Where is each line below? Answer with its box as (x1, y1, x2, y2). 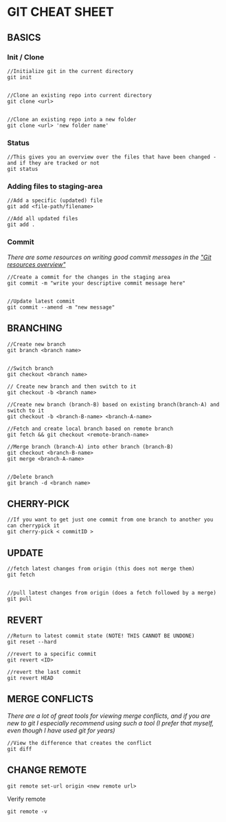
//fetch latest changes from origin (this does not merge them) (7, 566, 195, 573)
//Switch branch (7, 364, 54, 372)
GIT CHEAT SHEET (7, 4, 115, 20)
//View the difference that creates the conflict (7, 739, 152, 746)
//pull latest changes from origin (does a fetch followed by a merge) (7, 590, 216, 597)
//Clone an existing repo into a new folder (7, 116, 137, 123)
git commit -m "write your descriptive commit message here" (7, 280, 186, 287)
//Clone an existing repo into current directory (7, 92, 152, 99)
